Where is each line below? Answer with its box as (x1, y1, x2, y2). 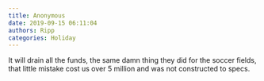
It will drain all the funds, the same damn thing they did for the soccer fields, (8, 56, 257, 65)
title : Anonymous (8, 11, 66, 20)
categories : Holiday (8, 33, 77, 42)
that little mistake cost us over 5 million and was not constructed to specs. (8, 64, 251, 74)
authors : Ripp (8, 26, 55, 34)
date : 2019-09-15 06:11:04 (8, 19, 98, 27)
